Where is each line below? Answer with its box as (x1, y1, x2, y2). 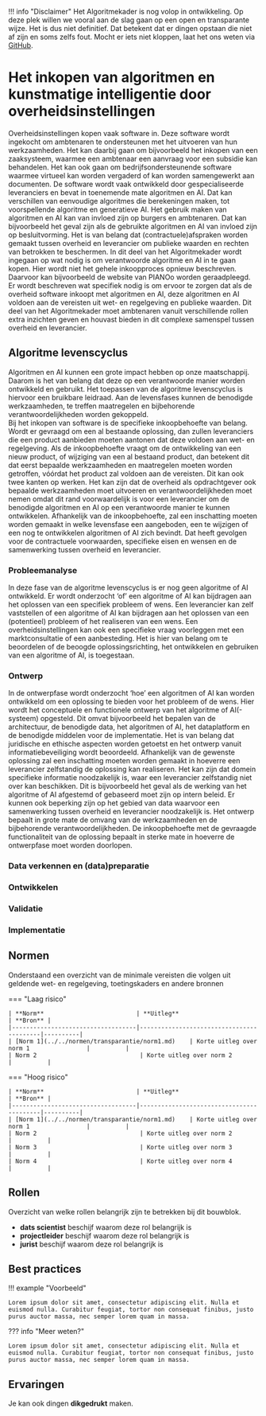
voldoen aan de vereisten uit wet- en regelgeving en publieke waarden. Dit (8, 298, 252, 307)
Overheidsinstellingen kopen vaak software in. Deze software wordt (8, 128, 230, 138)
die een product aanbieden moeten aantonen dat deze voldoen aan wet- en (8, 435, 256, 444)
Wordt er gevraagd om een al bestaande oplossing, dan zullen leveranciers (8, 426, 254, 436)
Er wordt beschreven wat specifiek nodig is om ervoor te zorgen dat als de (8, 280, 253, 290)
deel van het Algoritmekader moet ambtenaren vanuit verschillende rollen (8, 306, 249, 315)
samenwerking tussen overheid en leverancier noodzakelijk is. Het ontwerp (8, 807, 255, 817)
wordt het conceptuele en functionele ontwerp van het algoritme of (8, 705, 229, 715)
